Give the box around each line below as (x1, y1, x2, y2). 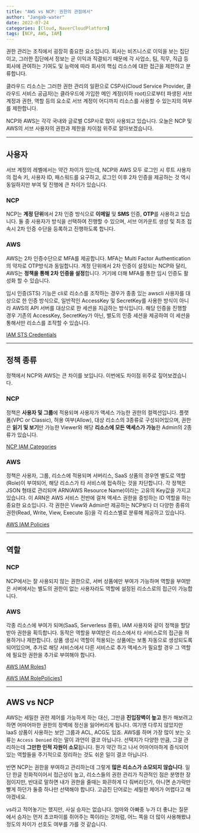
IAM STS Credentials (6, 331, 57, 338)
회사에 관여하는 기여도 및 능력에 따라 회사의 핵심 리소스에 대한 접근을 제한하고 (6, 63, 185, 70)
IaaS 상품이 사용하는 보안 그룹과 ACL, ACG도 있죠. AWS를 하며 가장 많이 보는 (6, 729, 185, 736)
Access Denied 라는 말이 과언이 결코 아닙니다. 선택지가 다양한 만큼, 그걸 (17, 736, 182, 743)
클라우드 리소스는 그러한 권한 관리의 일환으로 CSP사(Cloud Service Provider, (6, 82, 185, 90)
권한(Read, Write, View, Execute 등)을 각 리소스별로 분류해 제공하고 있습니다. (6, 509, 186, 516)
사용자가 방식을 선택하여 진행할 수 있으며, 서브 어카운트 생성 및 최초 (31, 218, 186, 225)
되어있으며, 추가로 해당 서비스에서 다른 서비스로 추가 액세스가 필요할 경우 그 (6, 644, 180, 651)
